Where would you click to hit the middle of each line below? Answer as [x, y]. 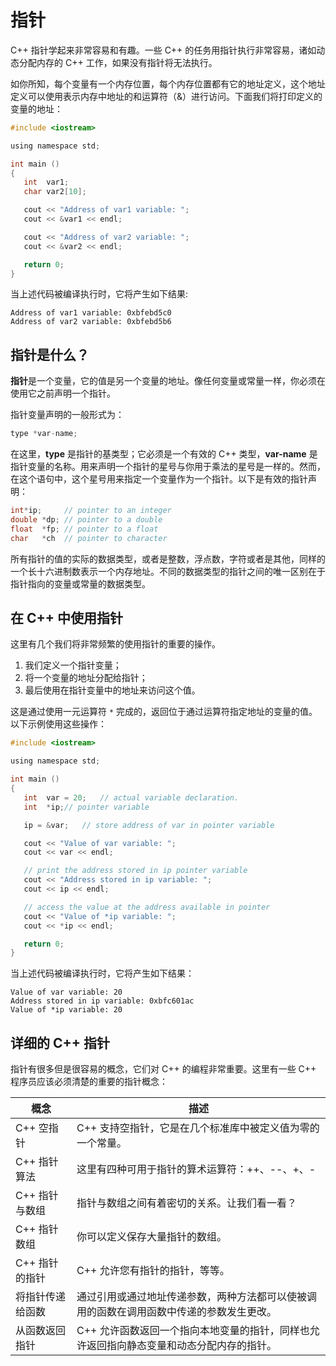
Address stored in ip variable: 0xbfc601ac [102, 1001]
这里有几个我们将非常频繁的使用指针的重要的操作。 [115, 644]
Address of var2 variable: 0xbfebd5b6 [91, 322]
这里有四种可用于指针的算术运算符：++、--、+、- [196, 1169]
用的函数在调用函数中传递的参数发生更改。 [176, 1312]
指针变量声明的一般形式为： [67, 415]
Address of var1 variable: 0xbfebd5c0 [91, 313]
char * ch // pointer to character [89, 538]
